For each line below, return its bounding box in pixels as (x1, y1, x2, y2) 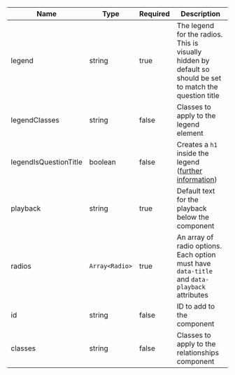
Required (138, 9, 170, 18)
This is (176, 38, 199, 48)
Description (180, 9, 221, 18)
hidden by (176, 56, 210, 65)
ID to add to (176, 302, 215, 311)
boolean (89, 157, 117, 167)
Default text (176, 186, 215, 195)
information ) (176, 175, 218, 184)
